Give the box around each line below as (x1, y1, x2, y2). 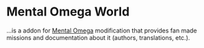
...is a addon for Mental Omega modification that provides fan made (6, 26, 197, 34)
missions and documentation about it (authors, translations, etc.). (6, 33, 190, 41)
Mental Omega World (6, 4, 130, 20)
